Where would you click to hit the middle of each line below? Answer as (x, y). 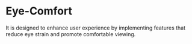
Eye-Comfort (39, 11)
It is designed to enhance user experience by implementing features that (96, 28)
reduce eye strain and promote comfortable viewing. (71, 34)
